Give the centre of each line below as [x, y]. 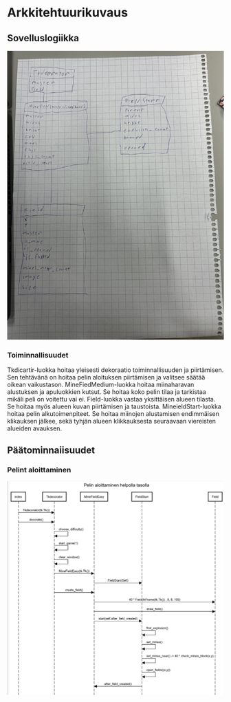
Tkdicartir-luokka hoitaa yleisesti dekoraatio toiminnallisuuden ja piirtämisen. [115, 370]
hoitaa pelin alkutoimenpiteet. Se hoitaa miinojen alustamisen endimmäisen [113, 414]
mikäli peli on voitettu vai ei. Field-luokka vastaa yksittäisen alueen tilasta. [111, 399]
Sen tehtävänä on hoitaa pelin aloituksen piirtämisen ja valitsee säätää [106, 377]
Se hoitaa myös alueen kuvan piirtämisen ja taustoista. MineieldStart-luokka [114, 406]
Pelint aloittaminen [39, 470]
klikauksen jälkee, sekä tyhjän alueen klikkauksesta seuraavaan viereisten [112, 421]
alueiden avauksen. [35, 428]
